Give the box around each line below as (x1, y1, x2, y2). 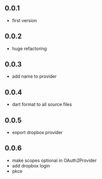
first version (12, 17, 37, 23)
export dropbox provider (12, 130, 63, 136)
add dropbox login (12, 162, 50, 168)
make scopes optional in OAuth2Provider (12, 157, 97, 163)
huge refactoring (12, 45, 47, 51)
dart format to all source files (12, 101, 72, 107)
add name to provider (12, 73, 57, 80)
